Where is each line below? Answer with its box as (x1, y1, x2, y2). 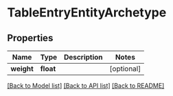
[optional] (109, 64, 141, 73)
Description (64, 53, 103, 62)
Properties (7, 32, 54, 44)
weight (10, 64, 34, 73)
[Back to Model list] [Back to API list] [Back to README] (7, 82, 165, 90)
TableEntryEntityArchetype (7, 5, 167, 21)
